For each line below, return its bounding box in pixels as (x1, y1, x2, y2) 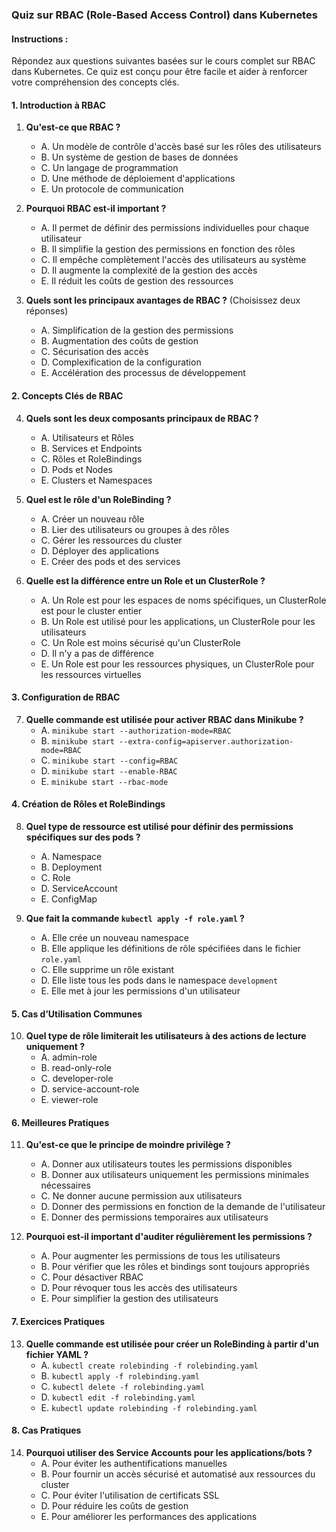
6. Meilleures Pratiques (11, 1116, 110, 1128)
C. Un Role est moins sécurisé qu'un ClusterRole (40, 636, 241, 648)
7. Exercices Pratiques (11, 1315, 106, 1327)
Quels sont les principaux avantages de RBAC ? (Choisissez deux (25, 294, 301, 307)
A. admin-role (40, 1051, 98, 1063)
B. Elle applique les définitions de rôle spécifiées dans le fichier (40, 942, 302, 954)
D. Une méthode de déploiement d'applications (40, 173, 236, 185)
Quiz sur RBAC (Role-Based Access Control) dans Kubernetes (11, 8, 318, 22)
